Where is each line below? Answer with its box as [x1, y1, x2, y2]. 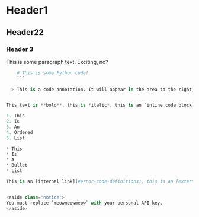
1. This [6, 113, 25, 119]
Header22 [6, 27, 44, 37]
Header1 [6, 4, 48, 17]
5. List [6, 135, 25, 141]
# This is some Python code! [17, 69, 89, 76]
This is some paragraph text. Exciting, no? [6, 58, 108, 65]
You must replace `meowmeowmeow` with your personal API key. [6, 200, 163, 206]
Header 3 [6, 45, 34, 53]
